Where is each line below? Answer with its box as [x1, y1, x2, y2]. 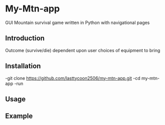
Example [5, 112, 33, 120]
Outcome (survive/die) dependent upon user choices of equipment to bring [5, 47, 160, 53]
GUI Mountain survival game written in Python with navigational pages [5, 19, 150, 25]
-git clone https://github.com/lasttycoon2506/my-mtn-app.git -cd [5, 75, 141, 81]
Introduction [5, 34, 45, 42]
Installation [5, 62, 41, 70]
